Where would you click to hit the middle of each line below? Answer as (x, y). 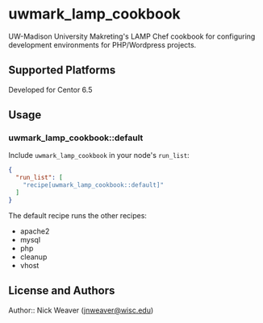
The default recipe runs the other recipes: (78, 215)
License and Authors (62, 291)
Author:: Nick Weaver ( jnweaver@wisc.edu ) (81, 310)
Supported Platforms (62, 70)
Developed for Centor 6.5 (50, 89)
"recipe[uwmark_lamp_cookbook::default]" (93, 185)
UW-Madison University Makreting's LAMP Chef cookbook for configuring (132, 36)
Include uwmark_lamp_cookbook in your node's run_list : (99, 155)
